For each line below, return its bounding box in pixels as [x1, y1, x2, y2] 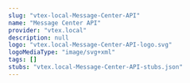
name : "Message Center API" [8, 19, 102, 27]
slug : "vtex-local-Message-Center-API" [8, 11, 141, 20]
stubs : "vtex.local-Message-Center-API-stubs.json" [8, 63, 183, 71]
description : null [8, 33, 69, 42]
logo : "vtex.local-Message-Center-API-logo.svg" [8, 41, 173, 49]
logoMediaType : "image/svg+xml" [8, 48, 115, 56]
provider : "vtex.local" [8, 26, 87, 34]
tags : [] [8, 56, 37, 64]
